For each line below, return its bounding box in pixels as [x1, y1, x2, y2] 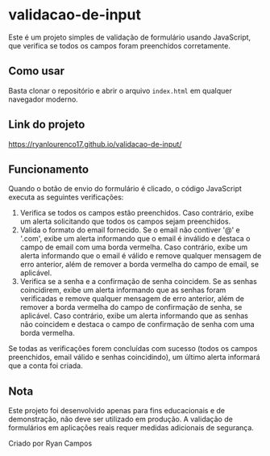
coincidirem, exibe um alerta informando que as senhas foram [19, 285, 226, 295]
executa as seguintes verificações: [8, 192, 124, 203]
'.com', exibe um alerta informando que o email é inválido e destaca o [19, 234, 251, 244]
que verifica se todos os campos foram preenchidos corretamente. [8, 40, 231, 50]
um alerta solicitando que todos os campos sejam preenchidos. [19, 216, 231, 227]
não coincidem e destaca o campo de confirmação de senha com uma [19, 320, 255, 329]
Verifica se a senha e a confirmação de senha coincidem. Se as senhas [19, 277, 258, 287]
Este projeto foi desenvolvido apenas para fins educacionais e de [8, 406, 226, 416]
